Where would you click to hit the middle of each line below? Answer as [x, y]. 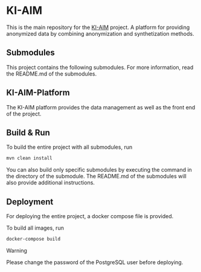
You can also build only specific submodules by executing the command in [99, 170]
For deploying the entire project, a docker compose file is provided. [90, 216]
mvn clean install [29, 158]
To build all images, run [35, 228]
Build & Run [28, 133]
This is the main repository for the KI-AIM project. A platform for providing [98, 27]
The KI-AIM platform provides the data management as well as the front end [101, 107]
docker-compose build [33, 239]
